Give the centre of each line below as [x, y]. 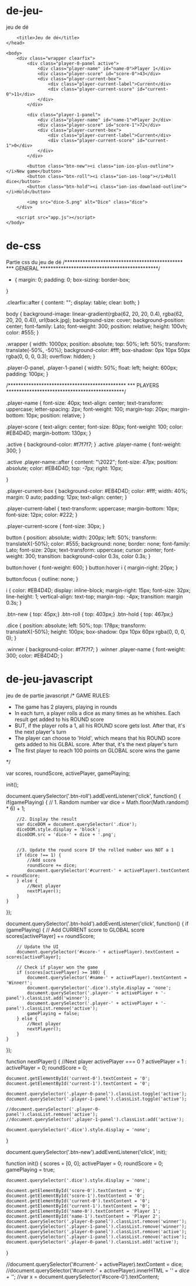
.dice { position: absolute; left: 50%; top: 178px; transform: [76, 625]
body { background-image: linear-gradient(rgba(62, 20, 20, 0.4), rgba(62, [95, 314]
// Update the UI [38, 947]
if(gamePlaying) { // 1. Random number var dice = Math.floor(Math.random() [97, 802]
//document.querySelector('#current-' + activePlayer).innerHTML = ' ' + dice [98, 1270]
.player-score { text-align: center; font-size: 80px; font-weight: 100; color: [94, 427]
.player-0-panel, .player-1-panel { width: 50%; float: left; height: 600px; [92, 367]
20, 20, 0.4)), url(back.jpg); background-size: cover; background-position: [96, 320]
